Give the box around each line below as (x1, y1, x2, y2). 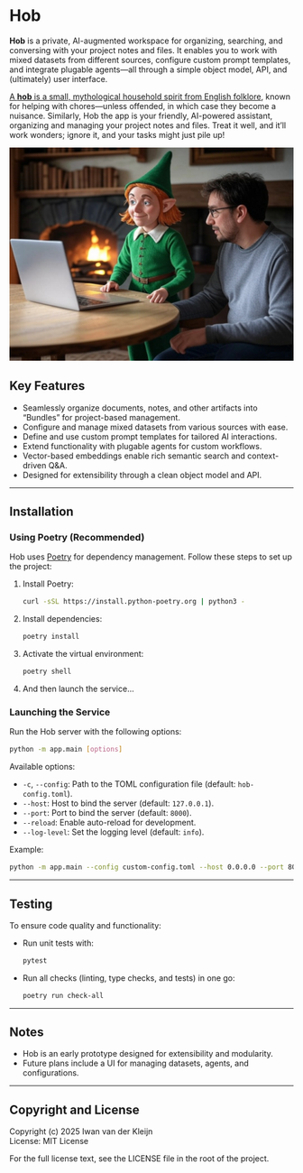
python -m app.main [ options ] (9, 745, 124, 754)
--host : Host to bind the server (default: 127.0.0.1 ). (22, 798, 215, 808)
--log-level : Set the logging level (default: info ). (22, 827, 205, 837)
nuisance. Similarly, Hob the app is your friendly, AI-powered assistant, (9, 110, 273, 121)
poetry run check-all (22, 991, 104, 1000)
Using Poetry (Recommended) (9, 531, 145, 544)
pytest (22, 956, 48, 965)
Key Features (9, 378, 86, 393)
